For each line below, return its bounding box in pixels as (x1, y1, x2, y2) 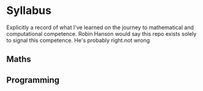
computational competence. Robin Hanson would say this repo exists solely (6, 30, 197, 37)
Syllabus (6, 4, 52, 18)
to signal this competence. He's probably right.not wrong (6, 36, 150, 44)
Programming (6, 75, 60, 85)
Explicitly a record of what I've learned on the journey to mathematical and (6, 24, 194, 31)
